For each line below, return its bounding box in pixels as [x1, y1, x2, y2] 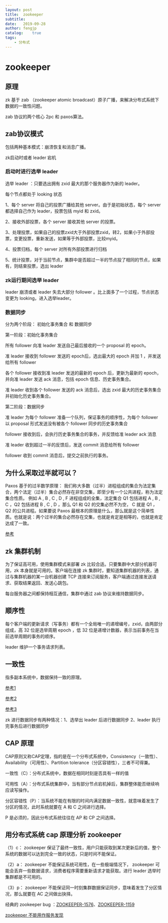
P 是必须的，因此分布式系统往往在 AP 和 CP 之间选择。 [5, 814, 118, 820]
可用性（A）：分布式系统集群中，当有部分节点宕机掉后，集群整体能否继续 [5, 780, 155, 786]
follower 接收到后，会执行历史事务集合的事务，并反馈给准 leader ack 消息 [5, 431, 156, 437]
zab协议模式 [5, 129, 43, 138]
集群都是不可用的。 [5, 874, 45, 880]
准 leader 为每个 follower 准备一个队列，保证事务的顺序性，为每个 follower [5, 414, 158, 420]
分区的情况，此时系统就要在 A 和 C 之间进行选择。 [5, 803, 108, 810]
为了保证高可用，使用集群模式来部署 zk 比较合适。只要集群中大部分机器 [5, 561, 153, 567]
